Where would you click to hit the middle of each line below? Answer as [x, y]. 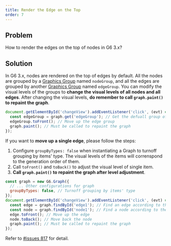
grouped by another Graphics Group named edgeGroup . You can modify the [83, 86]
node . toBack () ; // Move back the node [51, 219]
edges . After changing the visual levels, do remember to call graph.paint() [84, 98]
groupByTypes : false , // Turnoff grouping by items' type [73, 191]
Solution [19, 63]
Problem [19, 35]
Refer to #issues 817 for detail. [37, 238]
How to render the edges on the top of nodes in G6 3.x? [64, 48]
